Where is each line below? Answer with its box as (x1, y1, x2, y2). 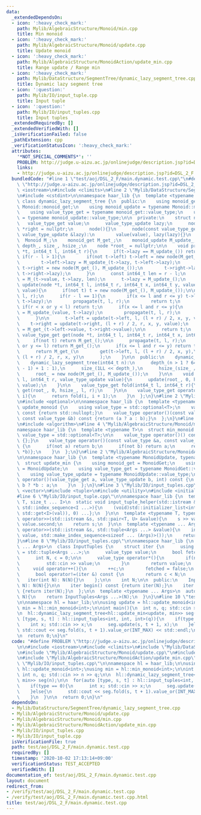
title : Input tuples (17, 114, 68, 120)
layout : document (6, 777, 50, 784)
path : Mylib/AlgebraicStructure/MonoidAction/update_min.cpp (17, 59, 172, 65)
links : (17, 165, 33, 171)
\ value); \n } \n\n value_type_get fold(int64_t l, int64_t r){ (17, 382, 194, 388)
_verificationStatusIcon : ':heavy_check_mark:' (11, 142, 133, 149)
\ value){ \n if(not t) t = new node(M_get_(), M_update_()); (17, 287, 186, 294)
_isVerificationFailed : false (11, 131, 87, 138)
